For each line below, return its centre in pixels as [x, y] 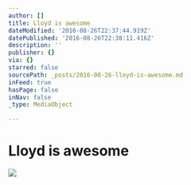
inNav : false [30, 97]
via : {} [21, 61]
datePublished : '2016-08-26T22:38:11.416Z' [82, 38]
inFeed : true [30, 82]
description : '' [35, 45]
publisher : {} [32, 53]
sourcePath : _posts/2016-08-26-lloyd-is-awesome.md [95, 75]
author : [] [26, 16]
